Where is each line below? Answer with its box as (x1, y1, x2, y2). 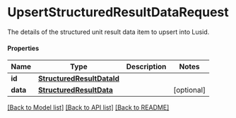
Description (126, 61, 167, 71)
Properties (7, 44, 40, 52)
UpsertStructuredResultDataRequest (7, 4, 230, 20)
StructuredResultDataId (37, 73, 120, 83)
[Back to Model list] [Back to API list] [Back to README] (7, 103, 170, 112)
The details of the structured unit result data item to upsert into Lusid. (7, 28, 210, 36)
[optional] (172, 85, 206, 95)
